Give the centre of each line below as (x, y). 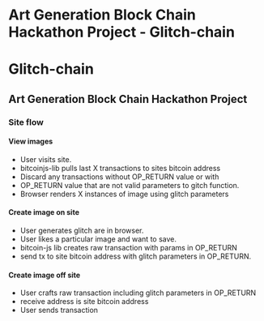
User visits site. (46, 159)
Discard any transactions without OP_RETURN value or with (119, 177)
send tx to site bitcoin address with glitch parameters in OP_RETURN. (136, 256)
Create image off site (45, 275)
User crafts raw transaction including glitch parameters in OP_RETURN (138, 293)
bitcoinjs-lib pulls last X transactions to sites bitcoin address (120, 168)
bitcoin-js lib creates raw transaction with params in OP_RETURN (128, 248)
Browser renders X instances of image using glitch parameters (124, 194)
